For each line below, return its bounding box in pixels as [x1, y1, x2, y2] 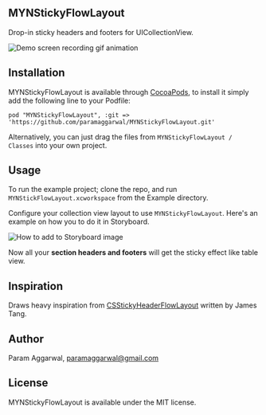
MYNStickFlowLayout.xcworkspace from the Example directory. [8, 193, 209, 202]
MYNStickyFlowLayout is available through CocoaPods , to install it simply [8, 87, 249, 96]
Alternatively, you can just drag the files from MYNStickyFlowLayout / [8, 131, 233, 142]
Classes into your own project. [8, 140, 108, 150]
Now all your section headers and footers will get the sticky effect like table [8, 248, 259, 257]
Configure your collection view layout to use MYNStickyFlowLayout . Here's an [8, 209, 259, 218]
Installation [8, 66, 65, 80]
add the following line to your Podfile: [8, 96, 131, 105]
